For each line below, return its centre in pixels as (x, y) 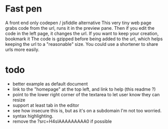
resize (19, 100)
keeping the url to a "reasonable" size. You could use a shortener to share (82, 44)
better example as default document (50, 84)
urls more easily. (22, 49)
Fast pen (24, 9)
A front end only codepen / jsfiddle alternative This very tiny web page (78, 23)
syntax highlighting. (33, 116)
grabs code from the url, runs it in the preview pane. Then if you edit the (80, 28)
